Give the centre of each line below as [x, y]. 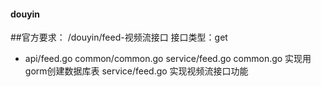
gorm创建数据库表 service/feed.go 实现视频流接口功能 [136, 71]
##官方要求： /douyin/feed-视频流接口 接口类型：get [119, 37]
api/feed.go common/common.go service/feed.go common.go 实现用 [168, 59]
